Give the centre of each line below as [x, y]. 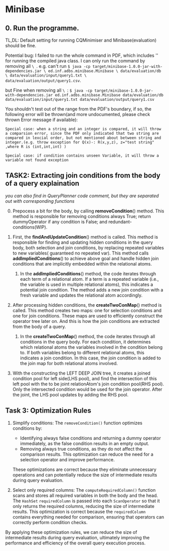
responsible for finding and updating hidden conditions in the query [82, 242]
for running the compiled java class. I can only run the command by [75, 61]
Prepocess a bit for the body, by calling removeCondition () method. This [88, 211]
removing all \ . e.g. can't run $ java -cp [48, 66]
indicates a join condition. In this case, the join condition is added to [91, 358]
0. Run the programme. [42, 28]
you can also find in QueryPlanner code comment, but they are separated [82, 196]
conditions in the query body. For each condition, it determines [86, 342]
